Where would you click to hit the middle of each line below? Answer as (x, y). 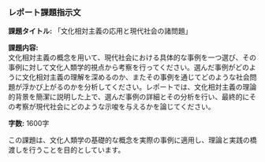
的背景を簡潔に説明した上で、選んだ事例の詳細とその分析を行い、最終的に (129, 97)
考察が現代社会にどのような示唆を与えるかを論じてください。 (115, 107)
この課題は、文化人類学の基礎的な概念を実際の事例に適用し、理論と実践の (129, 140)
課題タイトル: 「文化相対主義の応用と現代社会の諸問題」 (100, 31)
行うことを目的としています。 (77, 150)
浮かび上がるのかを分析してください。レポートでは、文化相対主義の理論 (139, 87)
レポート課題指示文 (45, 12)
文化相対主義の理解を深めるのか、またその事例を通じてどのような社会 (136, 77)
